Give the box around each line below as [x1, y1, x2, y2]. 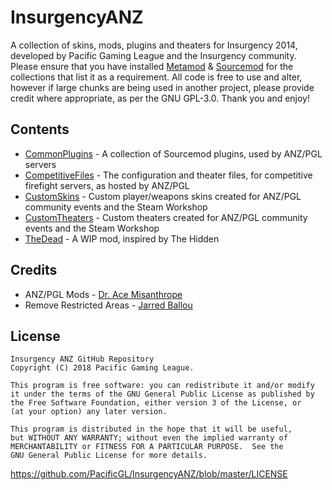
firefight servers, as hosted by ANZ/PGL [24, 179, 190, 191]
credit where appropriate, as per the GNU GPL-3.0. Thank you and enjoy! [10, 92, 311, 104]
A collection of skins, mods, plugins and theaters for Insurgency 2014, [10, 39, 298, 51]
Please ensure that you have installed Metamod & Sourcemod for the [10, 60, 294, 72]
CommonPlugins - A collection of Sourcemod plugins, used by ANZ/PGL [24, 147, 323, 160]
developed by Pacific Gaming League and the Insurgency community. [10, 49, 297, 61]
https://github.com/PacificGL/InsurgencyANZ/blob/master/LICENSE [10, 468, 288, 480]
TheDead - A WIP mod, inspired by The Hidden [24, 232, 220, 245]
